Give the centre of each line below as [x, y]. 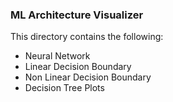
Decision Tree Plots [64, 88]
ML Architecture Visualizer [77, 15]
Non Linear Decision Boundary [88, 77]
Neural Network [57, 56]
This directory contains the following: [87, 37]
